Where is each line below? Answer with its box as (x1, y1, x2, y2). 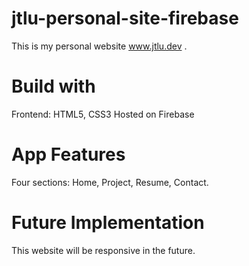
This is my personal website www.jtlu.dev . (11, 40, 188, 52)
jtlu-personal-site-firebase (11, 7, 239, 30)
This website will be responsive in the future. (11, 244, 196, 256)
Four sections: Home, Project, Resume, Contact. (11, 176, 209, 188)
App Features (11, 143, 126, 166)
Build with (11, 75, 96, 98)
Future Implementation (11, 212, 205, 234)
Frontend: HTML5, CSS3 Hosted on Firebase (11, 108, 195, 120)
